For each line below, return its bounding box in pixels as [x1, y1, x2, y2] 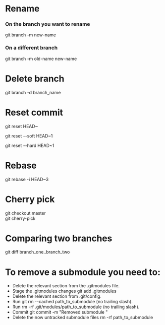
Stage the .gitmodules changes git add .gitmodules [12, 288, 116, 294]
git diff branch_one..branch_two [5, 249, 70, 255]
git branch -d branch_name [5, 89, 61, 95]
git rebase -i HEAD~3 [5, 176, 49, 182]
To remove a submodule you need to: [5, 266, 161, 278]
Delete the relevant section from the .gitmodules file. [12, 283, 120, 289]
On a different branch [5, 44, 58, 51]
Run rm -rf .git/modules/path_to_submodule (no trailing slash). [12, 304, 140, 310]
